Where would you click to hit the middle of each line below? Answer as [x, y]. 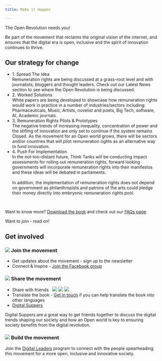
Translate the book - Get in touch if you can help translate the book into [83, 295]
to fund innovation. [31, 147]
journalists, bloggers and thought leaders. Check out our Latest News [81, 85]
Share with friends [30, 290]
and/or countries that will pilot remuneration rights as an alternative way [84, 141]
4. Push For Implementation [39, 152]
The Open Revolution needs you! [37, 28]
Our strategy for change [42, 63]
